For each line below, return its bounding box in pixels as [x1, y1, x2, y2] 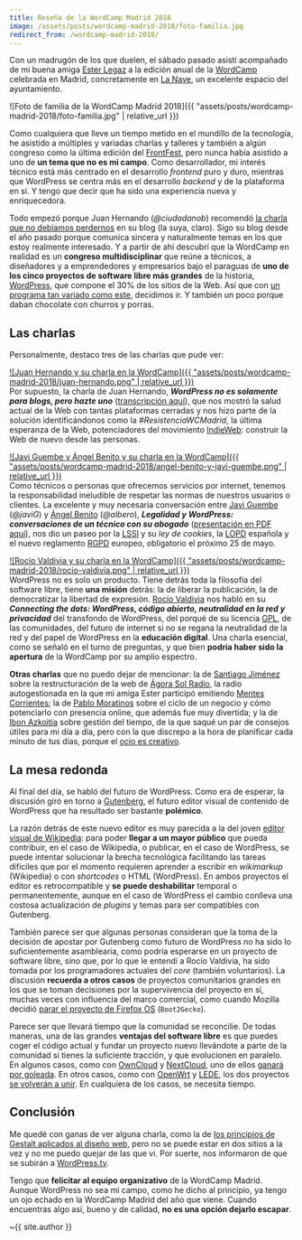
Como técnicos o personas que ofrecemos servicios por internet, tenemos [9, 480, 287, 491]
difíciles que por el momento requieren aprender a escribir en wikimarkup [9, 862, 283, 872]
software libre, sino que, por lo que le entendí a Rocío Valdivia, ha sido [9, 956, 270, 966]
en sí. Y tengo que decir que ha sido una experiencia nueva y [9, 186, 237, 197]
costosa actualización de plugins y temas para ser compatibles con [9, 900, 260, 910]
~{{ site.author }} [9, 1221, 73, 1232]
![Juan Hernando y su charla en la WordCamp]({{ [9, 367, 192, 378]
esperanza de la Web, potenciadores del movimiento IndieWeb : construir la [9, 424, 288, 435]
